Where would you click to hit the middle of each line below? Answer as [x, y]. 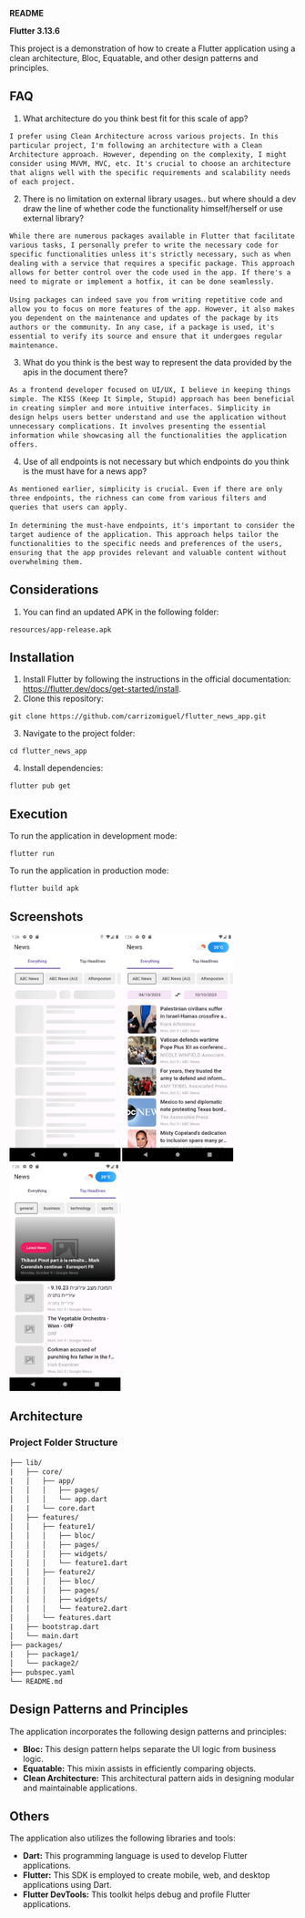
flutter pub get [40, 786]
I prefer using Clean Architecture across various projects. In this [144, 136]
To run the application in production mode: [89, 871]
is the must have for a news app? [85, 471]
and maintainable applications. [80, 1788]
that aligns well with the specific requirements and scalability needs [150, 172]
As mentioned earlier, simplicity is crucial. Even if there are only [146, 489]
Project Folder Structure [64, 1442]
